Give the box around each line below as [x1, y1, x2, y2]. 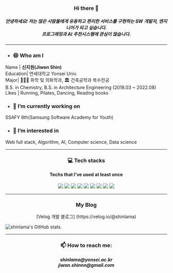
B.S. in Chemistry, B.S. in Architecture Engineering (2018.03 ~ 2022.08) [5, 84, 157, 90]
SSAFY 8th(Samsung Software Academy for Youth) [5, 114, 114, 120]
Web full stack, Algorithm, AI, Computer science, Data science [5, 139, 137, 145]
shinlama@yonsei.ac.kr [60, 257, 113, 263]
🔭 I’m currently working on [12, 103, 81, 110]
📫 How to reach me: [60, 242, 112, 249]
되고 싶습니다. [79, 24, 107, 30]
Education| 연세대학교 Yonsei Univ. [5, 70, 78, 77]
